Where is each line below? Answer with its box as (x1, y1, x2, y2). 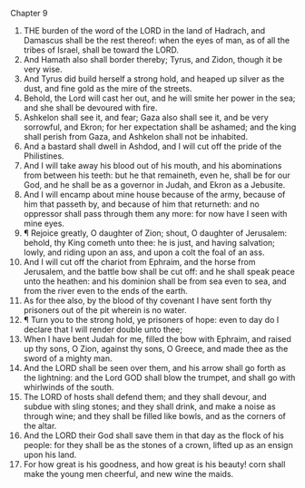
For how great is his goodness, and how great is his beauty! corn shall (23, 459, 286, 470)
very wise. (23, 63, 63, 74)
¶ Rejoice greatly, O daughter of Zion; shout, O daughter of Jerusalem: (23, 228, 288, 239)
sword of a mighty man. (23, 353, 113, 364)
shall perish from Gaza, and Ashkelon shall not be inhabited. (23, 132, 249, 142)
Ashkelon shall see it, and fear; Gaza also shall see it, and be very (23, 112, 269, 122)
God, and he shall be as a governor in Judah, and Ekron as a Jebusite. (23, 180, 286, 190)
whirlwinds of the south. (23, 382, 114, 393)
